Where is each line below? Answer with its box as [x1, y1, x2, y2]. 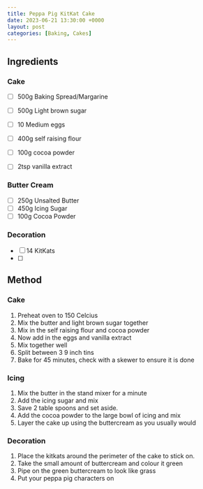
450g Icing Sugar [17, 204, 68, 212]
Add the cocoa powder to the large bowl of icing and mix [17, 411, 181, 420]
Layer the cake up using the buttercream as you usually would [17, 418, 197, 427]
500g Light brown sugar [17, 106, 87, 115]
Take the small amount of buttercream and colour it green [17, 459, 183, 468]
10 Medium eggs [17, 120, 66, 129]
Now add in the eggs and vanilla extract [17, 333, 132, 342]
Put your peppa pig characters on [17, 474, 114, 483]
